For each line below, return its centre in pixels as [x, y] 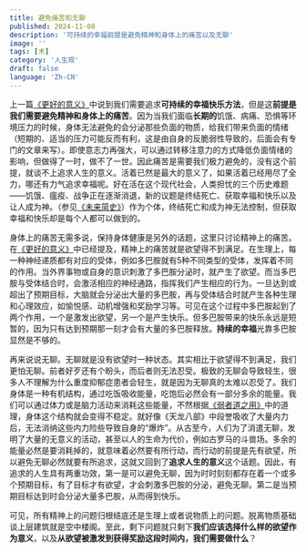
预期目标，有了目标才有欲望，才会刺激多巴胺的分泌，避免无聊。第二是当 [153, 485]
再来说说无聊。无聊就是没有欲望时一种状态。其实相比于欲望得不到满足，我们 [153, 359]
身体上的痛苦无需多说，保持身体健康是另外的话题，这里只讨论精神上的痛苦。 [153, 237]
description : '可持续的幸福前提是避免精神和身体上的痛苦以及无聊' [122, 35]
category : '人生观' [44, 60]
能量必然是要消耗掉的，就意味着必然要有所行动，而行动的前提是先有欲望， [149, 450]
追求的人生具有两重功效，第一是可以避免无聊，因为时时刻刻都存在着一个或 [149, 473]
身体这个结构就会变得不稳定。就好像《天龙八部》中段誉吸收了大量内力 [157, 416]
